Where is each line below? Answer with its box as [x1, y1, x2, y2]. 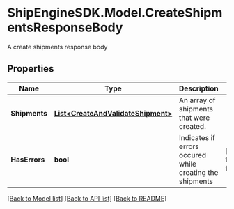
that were [178, 113, 210, 123]
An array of [178, 95, 216, 105]
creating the [178, 167, 219, 177]
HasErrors [10, 155, 45, 164]
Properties [7, 63, 54, 75]
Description [178, 84, 219, 93]
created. [178, 121, 207, 131]
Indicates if [178, 132, 216, 142]
